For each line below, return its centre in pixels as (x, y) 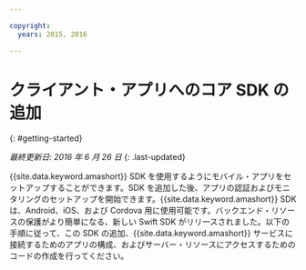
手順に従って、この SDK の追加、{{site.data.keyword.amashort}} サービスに (151, 234)
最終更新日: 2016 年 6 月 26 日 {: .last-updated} (97, 157)
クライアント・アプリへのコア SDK (140, 90)
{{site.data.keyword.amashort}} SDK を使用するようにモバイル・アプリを (147, 176)
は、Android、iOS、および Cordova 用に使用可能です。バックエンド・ (140, 211)
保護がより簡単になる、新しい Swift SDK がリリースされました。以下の (157, 222)
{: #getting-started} (46, 138)
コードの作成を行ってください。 (69, 256)
